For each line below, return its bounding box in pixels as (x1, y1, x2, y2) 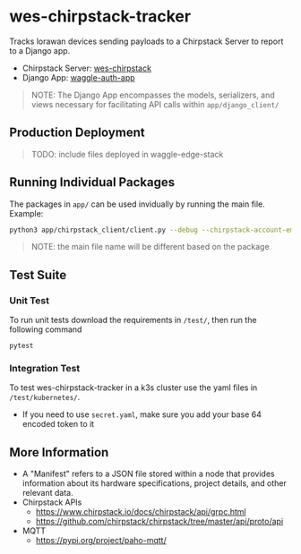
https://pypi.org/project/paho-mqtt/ (35, 535, 168, 546)
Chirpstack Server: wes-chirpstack (21, 63, 152, 73)
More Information (9, 445, 109, 460)
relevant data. (21, 488, 73, 499)
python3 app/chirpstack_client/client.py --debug (9, 226, 199, 234)
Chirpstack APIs (21, 497, 82, 507)
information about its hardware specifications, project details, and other (21, 478, 287, 489)
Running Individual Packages (9, 175, 176, 190)
